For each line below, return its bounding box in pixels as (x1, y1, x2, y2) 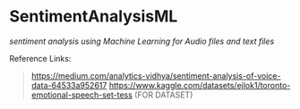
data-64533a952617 (30, 80, 107, 90)
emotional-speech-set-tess (30, 89, 133, 100)
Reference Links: (9, 53, 72, 63)
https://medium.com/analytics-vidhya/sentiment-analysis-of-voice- (30, 70, 281, 81)
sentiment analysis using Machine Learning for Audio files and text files (9, 36, 275, 46)
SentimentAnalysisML (9, 6, 178, 27)
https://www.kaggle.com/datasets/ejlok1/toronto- (108, 80, 291, 90)
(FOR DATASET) (133, 89, 193, 100)
